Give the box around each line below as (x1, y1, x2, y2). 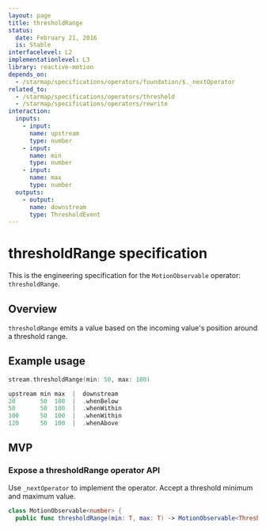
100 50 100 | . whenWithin (8, 412, 123, 420)
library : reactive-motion (8, 63, 93, 71)
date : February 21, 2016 (15, 33, 97, 42)
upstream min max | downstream (8, 390, 119, 398)
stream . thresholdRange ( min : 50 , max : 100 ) (8, 376, 150, 383)
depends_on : (8, 71, 47, 78)
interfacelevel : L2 (8, 48, 73, 56)
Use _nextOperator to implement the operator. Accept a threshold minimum (8, 482, 253, 492)
